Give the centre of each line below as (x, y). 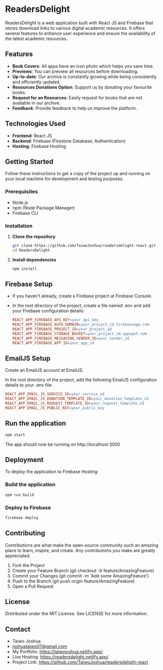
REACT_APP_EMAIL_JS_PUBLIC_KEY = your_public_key (55, 408)
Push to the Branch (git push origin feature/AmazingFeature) (73, 581)
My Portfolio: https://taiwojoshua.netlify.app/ (57, 652)
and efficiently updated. (36, 82)
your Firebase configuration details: (48, 311)
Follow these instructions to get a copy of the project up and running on (78, 174)
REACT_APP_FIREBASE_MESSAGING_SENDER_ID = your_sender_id (71, 338)
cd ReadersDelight (31, 250)
